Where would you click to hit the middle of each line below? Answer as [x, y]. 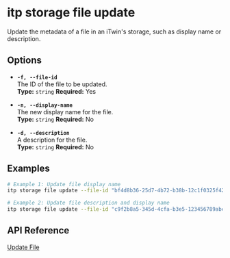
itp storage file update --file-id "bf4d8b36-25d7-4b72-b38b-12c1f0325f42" [117, 191]
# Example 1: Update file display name [64, 184]
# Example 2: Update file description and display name [88, 203]
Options [25, 61]
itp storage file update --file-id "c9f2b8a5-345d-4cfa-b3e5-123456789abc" [117, 209]
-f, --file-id [37, 77]
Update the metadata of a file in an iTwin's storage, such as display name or [114, 31]
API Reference [38, 231]
